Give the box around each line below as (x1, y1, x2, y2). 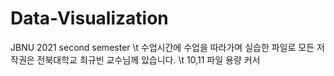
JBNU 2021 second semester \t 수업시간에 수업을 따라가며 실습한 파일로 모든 (10, 41, 315, 53)
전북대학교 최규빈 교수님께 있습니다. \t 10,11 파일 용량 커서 (36, 53, 261, 66)
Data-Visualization (10, 7, 169, 30)
